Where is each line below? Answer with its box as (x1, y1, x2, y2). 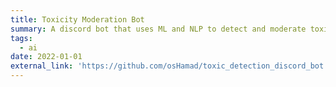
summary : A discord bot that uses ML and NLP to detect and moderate (10, 24, 307, 34)
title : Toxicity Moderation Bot (10, 14, 145, 25)
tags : (10, 33, 33, 43)
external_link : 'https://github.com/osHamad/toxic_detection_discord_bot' (10, 61, 329, 71)
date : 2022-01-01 (10, 52, 83, 62)
